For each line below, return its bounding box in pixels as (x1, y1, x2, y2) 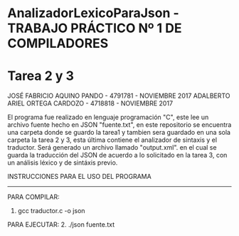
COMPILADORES (7, 36, 109, 51)
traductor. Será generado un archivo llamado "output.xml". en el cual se (7, 143, 217, 152)
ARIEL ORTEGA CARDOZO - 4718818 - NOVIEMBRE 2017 (7, 99, 173, 108)
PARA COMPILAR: (7, 193, 60, 201)
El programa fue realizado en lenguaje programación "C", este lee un (7, 113, 209, 122)
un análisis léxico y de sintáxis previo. (7, 158, 118, 167)
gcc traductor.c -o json (17, 207, 85, 215)
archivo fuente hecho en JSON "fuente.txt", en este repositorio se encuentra (7, 120, 232, 129)
